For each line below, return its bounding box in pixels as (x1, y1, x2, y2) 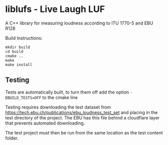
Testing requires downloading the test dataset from (5, 104, 111, 110)
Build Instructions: (5, 35, 43, 41)
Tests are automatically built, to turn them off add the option (5, 89, 129, 95)
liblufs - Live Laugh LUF (5, 3, 105, 15)
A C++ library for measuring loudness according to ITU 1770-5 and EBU (5, 20, 153, 26)
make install (5, 62, 33, 67)
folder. (5, 135, 19, 141)
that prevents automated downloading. (5, 120, 85, 126)
